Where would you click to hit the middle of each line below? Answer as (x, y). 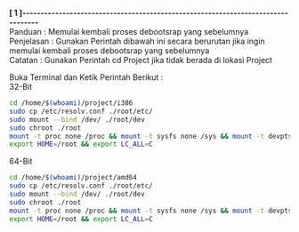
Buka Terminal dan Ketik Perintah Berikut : (86, 77)
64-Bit (21, 161)
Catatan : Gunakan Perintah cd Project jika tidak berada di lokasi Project (141, 60)
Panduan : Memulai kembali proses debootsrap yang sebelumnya (129, 32)
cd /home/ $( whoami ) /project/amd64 (73, 178)
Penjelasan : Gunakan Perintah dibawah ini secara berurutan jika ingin (137, 41)
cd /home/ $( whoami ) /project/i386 (71, 103)
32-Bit (21, 87)
